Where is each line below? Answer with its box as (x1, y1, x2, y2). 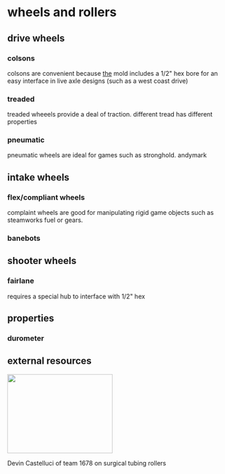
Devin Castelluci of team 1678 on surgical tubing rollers (7, 459, 167, 467)
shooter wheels (7, 255, 77, 267)
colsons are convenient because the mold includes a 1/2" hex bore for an (7, 69, 219, 77)
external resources (7, 355, 93, 367)
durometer (7, 334, 44, 343)
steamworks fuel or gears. (7, 216, 83, 225)
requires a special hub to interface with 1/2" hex (7, 292, 146, 301)
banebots (7, 233, 41, 243)
